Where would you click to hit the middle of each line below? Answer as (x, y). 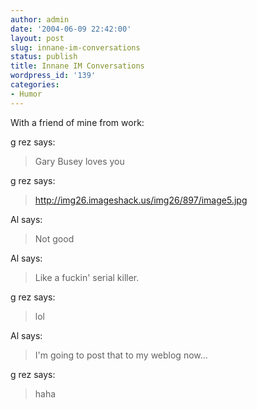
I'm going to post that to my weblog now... (121, 355)
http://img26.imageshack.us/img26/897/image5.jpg (141, 200)
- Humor (26, 94)
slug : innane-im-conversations (75, 47)
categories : (35, 85)
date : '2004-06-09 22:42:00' (71, 29)
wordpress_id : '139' (53, 76)
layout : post (37, 38)
